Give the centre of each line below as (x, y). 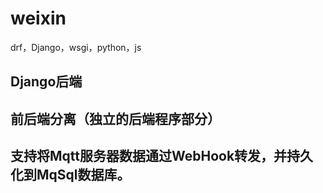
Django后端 (46, 82)
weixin (38, 18)
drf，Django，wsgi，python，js (76, 47)
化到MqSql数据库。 (70, 175)
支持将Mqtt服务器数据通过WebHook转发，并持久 (162, 156)
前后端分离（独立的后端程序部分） (115, 118)
